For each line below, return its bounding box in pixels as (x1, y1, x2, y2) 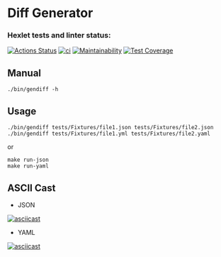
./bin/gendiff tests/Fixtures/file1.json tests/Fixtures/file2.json (7, 124, 214, 131)
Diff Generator (7, 5, 93, 21)
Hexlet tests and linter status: (7, 31, 111, 40)
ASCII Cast (7, 182, 56, 194)
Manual (7, 67, 41, 79)
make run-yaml (7, 163, 50, 170)
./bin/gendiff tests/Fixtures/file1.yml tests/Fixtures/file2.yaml (7, 130, 211, 138)
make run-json (7, 156, 50, 164)
